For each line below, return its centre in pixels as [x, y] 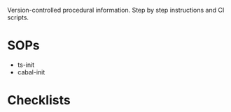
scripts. [18, 17]
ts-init [26, 65]
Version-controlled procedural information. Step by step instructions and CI [116, 10]
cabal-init [31, 72]
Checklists [39, 101]
